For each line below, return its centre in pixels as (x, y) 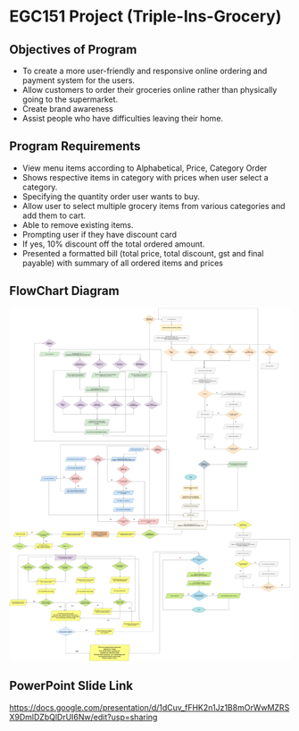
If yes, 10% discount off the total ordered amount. (113, 244)
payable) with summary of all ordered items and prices (122, 263)
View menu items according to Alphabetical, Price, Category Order (145, 168)
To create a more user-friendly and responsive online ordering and (145, 71)
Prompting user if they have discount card (99, 234)
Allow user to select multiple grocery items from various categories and (154, 206)
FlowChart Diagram (64, 291)
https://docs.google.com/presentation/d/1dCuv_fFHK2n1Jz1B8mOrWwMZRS (149, 707)
